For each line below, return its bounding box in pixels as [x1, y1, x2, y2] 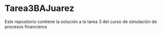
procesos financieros [4, 23, 47, 29]
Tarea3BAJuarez [4, 3, 74, 14]
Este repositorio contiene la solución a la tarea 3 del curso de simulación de [4, 19, 157, 24]
